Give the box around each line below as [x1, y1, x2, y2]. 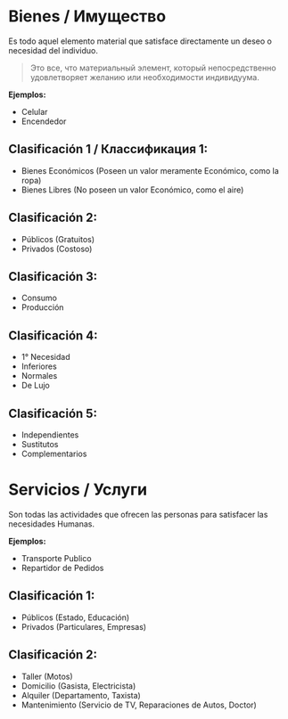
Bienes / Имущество [8, 6, 167, 27]
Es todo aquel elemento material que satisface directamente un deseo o [8, 36, 273, 46]
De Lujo [21, 380, 50, 391]
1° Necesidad [21, 352, 70, 363]
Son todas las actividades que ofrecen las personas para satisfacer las [8, 509, 268, 519]
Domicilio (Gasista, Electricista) [21, 680, 136, 691]
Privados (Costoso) [21, 243, 93, 254]
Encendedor [21, 116, 67, 127]
